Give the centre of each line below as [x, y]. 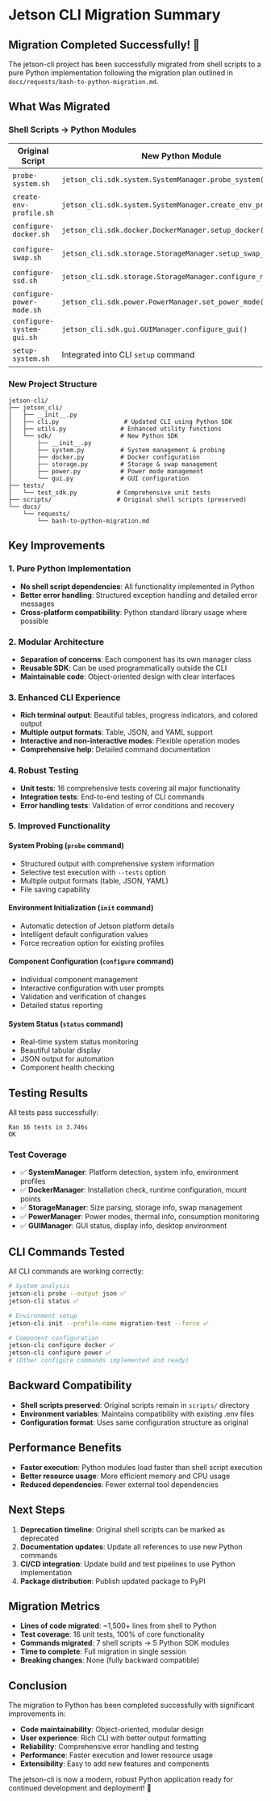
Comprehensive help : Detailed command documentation [115, 749]
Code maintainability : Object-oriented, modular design [112, 1730]
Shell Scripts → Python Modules [73, 129]
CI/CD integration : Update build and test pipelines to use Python [127, 1564]
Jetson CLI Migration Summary [115, 15]
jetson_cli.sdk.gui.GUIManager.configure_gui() [155, 329]
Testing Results [48, 1093]
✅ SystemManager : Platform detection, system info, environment [129, 1172]
